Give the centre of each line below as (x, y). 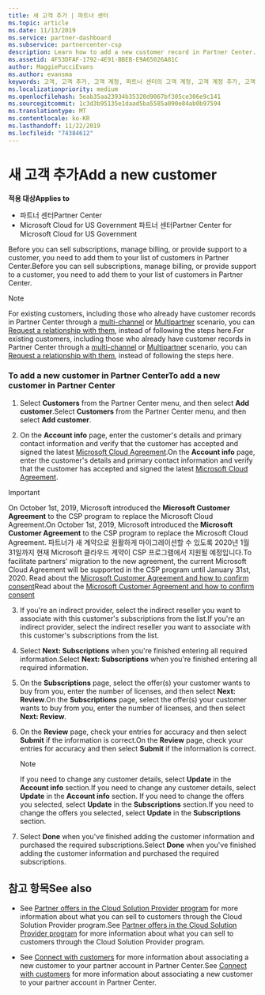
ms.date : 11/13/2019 (42, 30)
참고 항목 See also (50, 889)
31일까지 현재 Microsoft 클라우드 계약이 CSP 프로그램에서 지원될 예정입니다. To (130, 552)
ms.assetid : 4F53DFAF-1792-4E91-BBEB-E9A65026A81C (93, 60)
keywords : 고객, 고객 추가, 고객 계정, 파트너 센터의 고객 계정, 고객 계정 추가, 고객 (132, 81)
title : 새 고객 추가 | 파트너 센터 (59, 15)
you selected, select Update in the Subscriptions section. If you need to (137, 804)
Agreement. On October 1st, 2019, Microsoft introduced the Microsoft (121, 524)
